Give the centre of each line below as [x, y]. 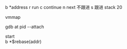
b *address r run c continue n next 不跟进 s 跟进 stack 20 [64, 7]
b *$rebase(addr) [23, 42]
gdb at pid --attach [25, 27]
